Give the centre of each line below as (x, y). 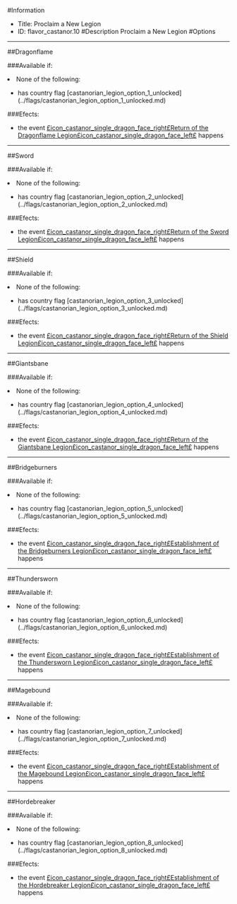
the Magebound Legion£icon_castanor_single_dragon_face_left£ (111, 773)
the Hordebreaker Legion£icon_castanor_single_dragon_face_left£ (114, 885)
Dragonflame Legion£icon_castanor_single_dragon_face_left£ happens (121, 135)
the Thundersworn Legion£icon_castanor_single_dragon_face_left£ (115, 662)
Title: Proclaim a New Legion (59, 24)
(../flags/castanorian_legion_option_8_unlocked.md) (92, 850)
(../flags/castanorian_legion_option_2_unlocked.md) (92, 204)
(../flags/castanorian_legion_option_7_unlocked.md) (92, 739)
